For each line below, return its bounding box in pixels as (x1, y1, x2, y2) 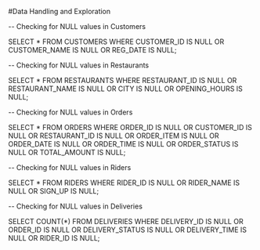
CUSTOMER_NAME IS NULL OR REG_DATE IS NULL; (8, 45, 177, 54)
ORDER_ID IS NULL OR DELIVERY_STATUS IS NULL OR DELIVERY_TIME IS (8, 225, 247, 234)
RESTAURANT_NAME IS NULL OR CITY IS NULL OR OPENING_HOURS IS (8, 84, 243, 93)
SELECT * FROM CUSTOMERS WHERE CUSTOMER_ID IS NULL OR (8, 37, 225, 46)
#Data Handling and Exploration (8, 7, 111, 16)
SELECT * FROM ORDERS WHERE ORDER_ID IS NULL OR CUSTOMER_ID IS (8, 123, 252, 132)
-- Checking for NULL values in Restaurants (8, 60, 150, 70)
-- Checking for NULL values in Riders (8, 163, 132, 172)
